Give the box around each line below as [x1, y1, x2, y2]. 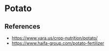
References [4, 22, 40, 31]
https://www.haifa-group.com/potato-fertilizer [11, 40, 104, 46]
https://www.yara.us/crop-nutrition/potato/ [11, 35, 98, 41]
